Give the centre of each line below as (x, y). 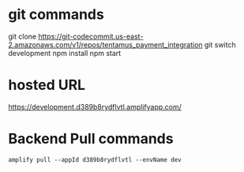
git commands (56, 15)
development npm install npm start (65, 53)
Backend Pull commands (91, 139)
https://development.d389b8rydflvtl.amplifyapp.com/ (95, 107)
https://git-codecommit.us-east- (91, 36)
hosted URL (47, 85)
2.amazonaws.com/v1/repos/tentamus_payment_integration (105, 44)
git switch (220, 44)
